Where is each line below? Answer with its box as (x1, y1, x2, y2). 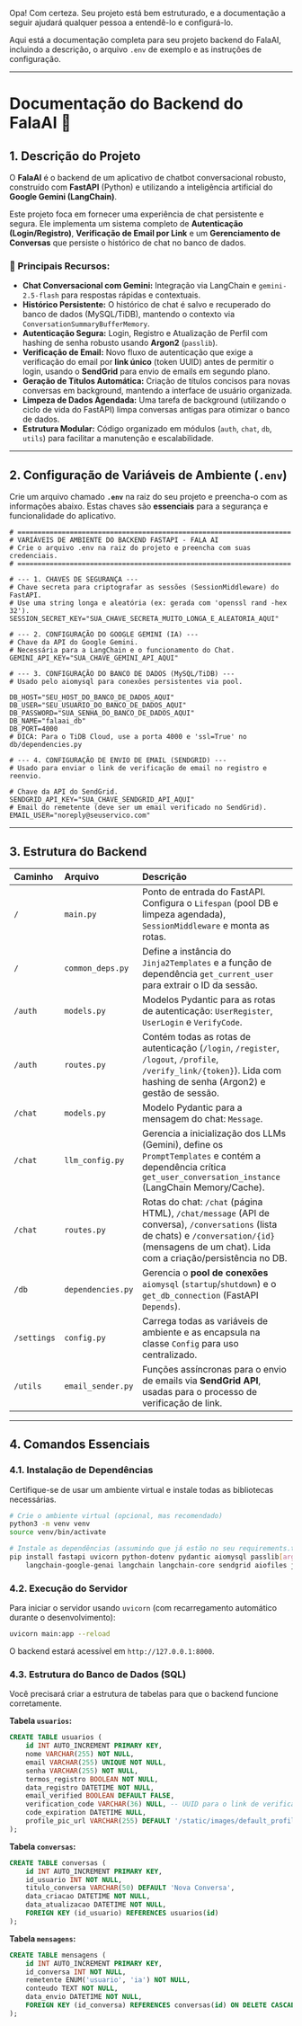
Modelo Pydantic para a (142, 1101, 243, 1114)
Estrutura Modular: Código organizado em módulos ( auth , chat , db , (22, 423, 272, 434)
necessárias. (9, 1494, 57, 1505)
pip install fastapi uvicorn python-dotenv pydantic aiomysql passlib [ (9, 1552, 283, 1562)
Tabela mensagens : (9, 1933, 76, 1944)
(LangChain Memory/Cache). (142, 1181, 265, 1194)
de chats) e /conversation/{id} (142, 1229, 276, 1241)
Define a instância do (142, 945, 232, 957)
